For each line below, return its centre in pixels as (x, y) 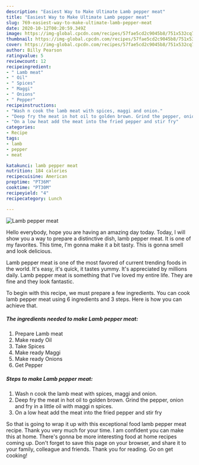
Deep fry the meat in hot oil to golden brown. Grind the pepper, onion (99, 400)
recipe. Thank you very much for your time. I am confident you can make (95, 431)
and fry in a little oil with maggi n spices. (64, 406)
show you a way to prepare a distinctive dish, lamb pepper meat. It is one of (99, 238)
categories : (21, 127)
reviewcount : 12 (26, 61)
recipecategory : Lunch (34, 198)
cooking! (17, 456)
